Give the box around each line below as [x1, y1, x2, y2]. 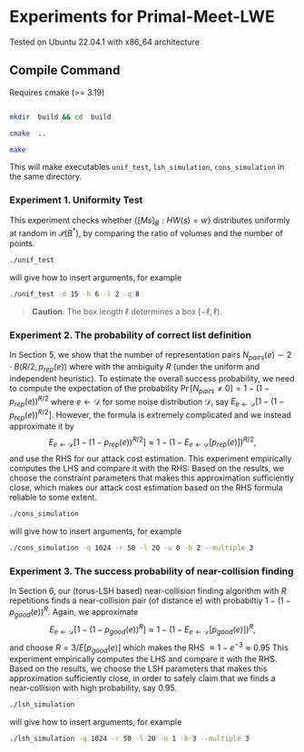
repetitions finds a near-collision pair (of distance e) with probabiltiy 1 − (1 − [9, 595, 291, 606]
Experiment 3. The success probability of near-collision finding [9, 565, 294, 578]
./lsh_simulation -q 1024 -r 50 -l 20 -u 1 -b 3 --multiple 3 [9, 734, 250, 744]
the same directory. [9, 171, 83, 183]
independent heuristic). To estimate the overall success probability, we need [9, 372, 295, 383]
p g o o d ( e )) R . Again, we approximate [9, 604, 139, 619]
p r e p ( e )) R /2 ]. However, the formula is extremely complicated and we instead [9, 408, 292, 422]
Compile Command [9, 63, 121, 78]
